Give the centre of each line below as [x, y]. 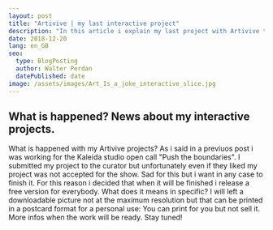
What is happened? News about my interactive [129, 116]
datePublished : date [50, 76]
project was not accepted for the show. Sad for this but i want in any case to [136, 174]
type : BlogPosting [47, 62]
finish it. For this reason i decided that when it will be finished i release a [129, 183]
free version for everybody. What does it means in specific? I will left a [126, 192]
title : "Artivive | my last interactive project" [94, 23]
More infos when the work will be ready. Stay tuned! [95, 217]
